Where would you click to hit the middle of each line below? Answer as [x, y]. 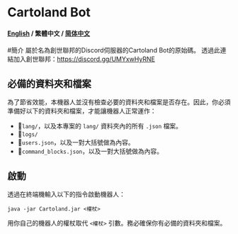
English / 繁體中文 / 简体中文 [49, 33]
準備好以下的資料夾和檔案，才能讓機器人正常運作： [82, 111]
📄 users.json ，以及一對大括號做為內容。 [76, 143]
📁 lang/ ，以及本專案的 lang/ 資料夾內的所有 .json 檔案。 [100, 126]
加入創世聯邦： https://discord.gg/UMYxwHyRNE [84, 59]
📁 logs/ [28, 134]
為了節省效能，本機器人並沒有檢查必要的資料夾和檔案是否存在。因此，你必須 [119, 102]
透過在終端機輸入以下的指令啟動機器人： [66, 194]
